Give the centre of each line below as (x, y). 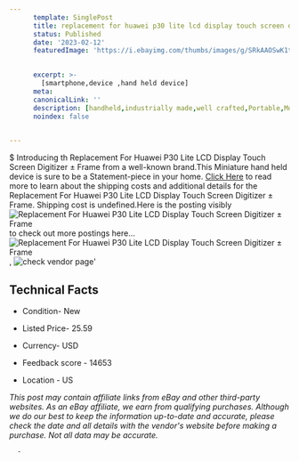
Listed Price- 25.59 (57, 328)
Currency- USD (50, 345)
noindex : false (61, 117)
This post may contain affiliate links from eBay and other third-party (135, 397)
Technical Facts (54, 290)
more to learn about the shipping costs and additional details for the (133, 186)
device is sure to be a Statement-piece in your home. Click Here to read (141, 177)
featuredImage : (61, 51)
